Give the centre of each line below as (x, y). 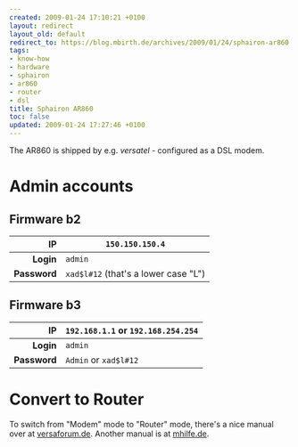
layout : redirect (41, 26)
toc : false (29, 117)
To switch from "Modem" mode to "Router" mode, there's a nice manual (141, 424)
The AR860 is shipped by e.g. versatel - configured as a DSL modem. (137, 150)
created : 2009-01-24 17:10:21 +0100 (77, 17)
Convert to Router (77, 399)
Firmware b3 (46, 305)
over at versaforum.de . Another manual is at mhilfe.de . (109, 434)
